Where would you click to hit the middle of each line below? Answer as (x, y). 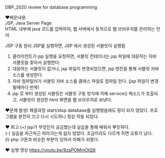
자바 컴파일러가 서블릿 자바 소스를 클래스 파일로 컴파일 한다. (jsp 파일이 (81, 81)
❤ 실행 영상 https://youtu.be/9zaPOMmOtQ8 (50, 150)
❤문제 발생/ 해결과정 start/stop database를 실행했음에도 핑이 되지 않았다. (77, 110)
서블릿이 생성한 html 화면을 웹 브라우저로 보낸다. (66, 100)
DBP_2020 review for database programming (51, 7)
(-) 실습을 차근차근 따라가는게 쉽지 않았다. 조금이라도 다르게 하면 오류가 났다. (79, 133)
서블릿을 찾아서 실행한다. (36, 62)
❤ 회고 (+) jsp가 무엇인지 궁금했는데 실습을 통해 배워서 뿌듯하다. (67, 127)
